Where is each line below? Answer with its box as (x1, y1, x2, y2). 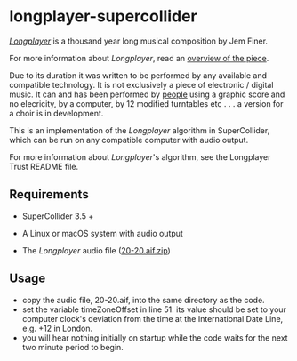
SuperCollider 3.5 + (21, 211, 94, 221)
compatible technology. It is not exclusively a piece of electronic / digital (9, 79, 274, 90)
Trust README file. (9, 161, 79, 172)
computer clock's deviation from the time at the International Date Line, (21, 313, 284, 324)
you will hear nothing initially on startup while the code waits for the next (21, 332, 288, 343)
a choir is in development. (9, 108, 104, 118)
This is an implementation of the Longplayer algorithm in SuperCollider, (9, 124, 270, 135)
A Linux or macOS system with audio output (21, 228, 184, 238)
